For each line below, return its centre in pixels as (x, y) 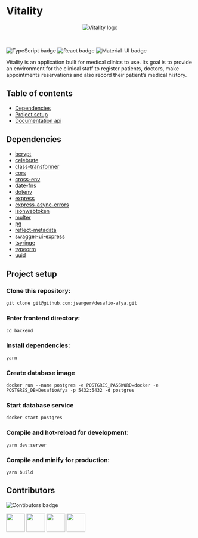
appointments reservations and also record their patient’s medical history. (97, 75)
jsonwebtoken (32, 211)
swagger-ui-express (40, 236)
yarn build (20, 472)
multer (23, 217)
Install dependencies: (38, 345)
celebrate (27, 160)
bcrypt (23, 154)
